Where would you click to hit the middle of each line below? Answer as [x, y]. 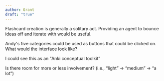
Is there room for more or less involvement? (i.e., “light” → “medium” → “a [81, 68]
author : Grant [20, 10]
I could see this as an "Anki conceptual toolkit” [53, 58]
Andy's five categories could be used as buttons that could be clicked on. [81, 43]
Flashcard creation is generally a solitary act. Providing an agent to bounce [82, 28]
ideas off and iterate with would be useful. [48, 34]
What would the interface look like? [41, 49]
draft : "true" [20, 14]
